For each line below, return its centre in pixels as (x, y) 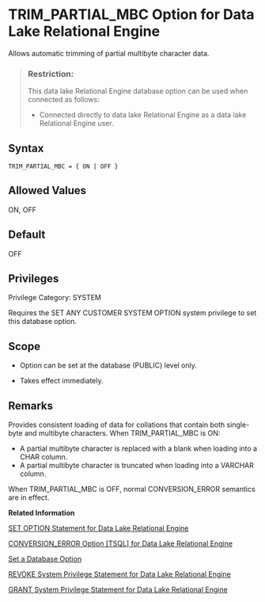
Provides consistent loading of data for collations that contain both (117, 425)
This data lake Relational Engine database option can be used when (138, 91)
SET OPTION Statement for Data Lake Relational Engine (98, 528)
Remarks (31, 406)
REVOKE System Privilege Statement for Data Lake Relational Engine (119, 574)
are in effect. (29, 497)
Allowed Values (47, 191)
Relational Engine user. (76, 124)
